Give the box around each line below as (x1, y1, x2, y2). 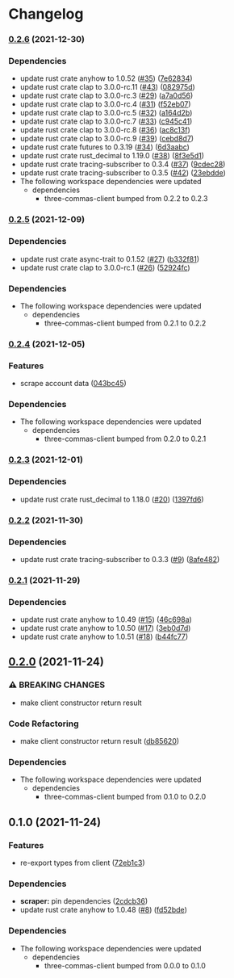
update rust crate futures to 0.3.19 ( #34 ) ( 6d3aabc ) (19, 142, 190, 152)
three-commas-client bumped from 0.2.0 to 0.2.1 (44, 434, 207, 444)
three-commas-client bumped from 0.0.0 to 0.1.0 (44, 960, 206, 970)
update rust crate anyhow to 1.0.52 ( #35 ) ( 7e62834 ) (19, 73, 193, 83)
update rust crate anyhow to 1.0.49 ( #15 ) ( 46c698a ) (19, 615, 192, 624)
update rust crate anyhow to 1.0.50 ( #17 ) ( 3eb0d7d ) (19, 623, 191, 633)
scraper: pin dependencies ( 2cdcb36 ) (19, 896, 148, 906)
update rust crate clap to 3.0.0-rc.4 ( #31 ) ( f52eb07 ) (19, 99, 191, 109)
